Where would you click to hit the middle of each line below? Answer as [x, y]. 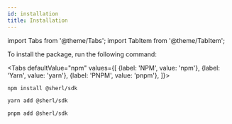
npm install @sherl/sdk [43, 88]
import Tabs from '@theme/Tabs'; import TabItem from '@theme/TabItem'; [116, 40]
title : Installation [38, 20]
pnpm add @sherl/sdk [38, 113]
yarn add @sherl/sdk [38, 101]
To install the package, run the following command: [82, 54]
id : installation [33, 14]
